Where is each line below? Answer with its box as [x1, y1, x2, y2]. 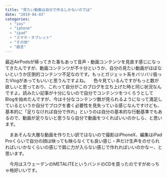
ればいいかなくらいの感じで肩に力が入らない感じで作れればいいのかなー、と [5, 144, 163, 150]
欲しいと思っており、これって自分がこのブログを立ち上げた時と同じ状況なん [5, 83, 162, 90]
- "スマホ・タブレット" [9, 35, 52, 40]
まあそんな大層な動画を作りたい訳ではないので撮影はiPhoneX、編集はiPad [9, 132, 163, 138]
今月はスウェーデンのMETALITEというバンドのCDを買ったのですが [9, 161, 147, 167]
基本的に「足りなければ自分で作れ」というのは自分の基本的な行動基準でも [5, 108, 158, 115]
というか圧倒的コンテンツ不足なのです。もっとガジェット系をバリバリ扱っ [9, 71, 162, 77]
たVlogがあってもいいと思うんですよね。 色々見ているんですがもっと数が [5, 77, 159, 83]
